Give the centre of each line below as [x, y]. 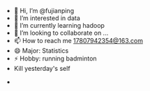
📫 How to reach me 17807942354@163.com [78, 41]
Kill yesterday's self [42, 68]
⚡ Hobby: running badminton [55, 58]
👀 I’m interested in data [47, 18]
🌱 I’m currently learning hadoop [59, 25]
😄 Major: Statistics [41, 51]
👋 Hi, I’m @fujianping [44, 11]
